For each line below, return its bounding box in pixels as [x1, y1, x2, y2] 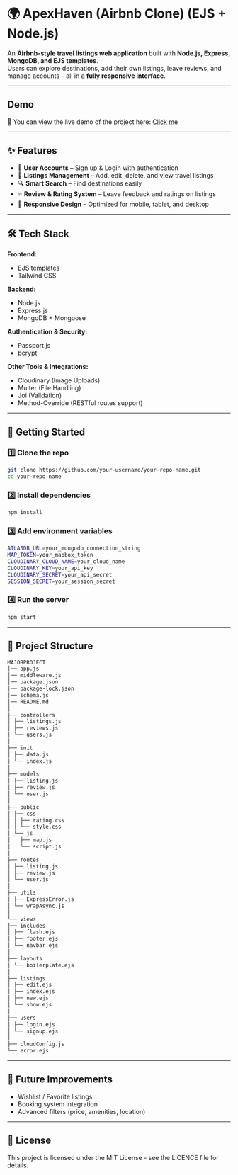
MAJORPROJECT [7, 659, 46, 666]
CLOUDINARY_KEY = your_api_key [7, 564, 93, 572]
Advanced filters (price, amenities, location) [17, 1107, 146, 1116]
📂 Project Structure [7, 640, 93, 652]
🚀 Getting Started [7, 426, 86, 438]
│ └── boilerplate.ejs [7, 961, 74, 969]
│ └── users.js [7, 731, 52, 739]
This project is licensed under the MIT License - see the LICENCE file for [7, 1153, 220, 1162]
